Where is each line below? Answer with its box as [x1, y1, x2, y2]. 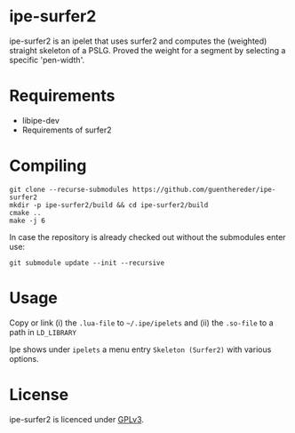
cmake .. [9, 208, 42, 217]
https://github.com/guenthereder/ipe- [132, 185, 276, 194]
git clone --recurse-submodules [9, 185, 129, 194]
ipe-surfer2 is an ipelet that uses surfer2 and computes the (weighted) [9, 36, 267, 46]
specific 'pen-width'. [9, 54, 85, 65]
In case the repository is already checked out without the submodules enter [9, 231, 286, 242]
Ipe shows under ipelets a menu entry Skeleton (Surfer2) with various [9, 344, 272, 355]
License [9, 384, 69, 405]
